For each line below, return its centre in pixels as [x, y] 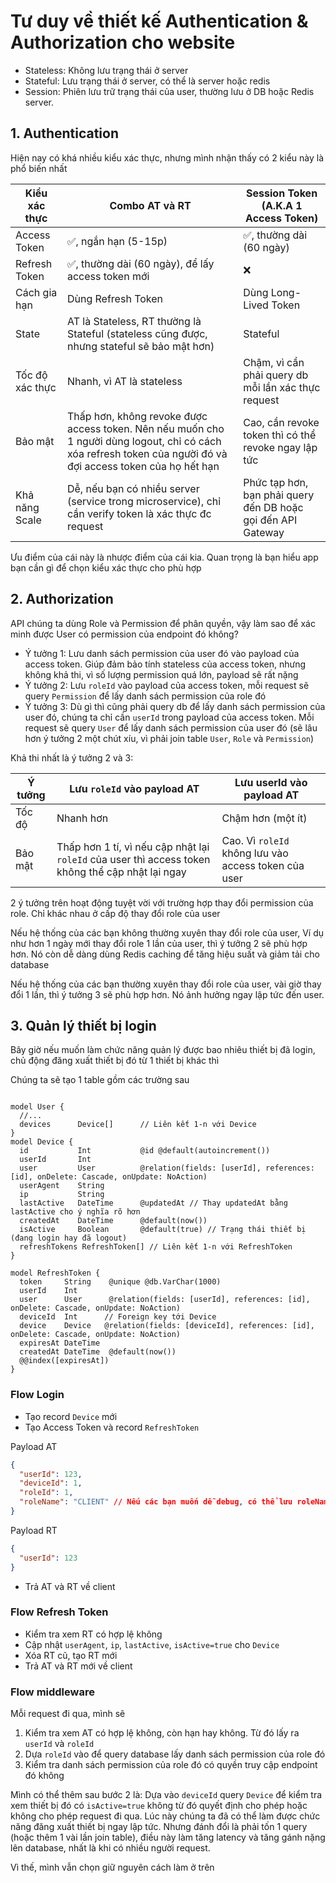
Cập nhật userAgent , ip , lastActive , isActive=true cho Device [152, 1644]
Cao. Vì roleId [255, 840]
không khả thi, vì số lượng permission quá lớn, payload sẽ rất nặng [161, 674]
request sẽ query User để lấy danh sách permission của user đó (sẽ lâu [171, 727]
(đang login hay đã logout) [69, 1238]
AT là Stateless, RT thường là [134, 321]
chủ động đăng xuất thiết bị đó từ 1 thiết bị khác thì [115, 1061]
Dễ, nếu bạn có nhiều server [133, 488]
